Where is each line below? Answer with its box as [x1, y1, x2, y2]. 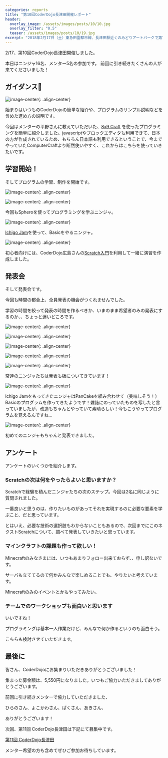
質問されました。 [5, 495, 40, 501]
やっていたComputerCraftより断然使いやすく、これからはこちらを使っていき [5, 142, 162, 148]
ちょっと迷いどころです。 [24, 314, 77, 320]
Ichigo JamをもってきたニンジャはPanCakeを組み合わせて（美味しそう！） [5, 393, 160, 399]
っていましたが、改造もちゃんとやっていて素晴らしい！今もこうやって [5, 406, 149, 412]
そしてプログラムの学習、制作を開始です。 [5, 179, 92, 185]
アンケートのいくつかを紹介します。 [5, 463, 79, 469]
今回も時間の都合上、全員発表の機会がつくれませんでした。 [5, 297, 127, 303]
